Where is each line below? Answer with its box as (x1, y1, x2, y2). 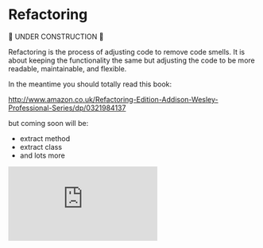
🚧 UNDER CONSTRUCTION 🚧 (8, 32, 104, 41)
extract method (19, 133, 71, 143)
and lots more (19, 151, 65, 160)
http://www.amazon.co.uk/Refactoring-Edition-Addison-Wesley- (8, 94, 219, 104)
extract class (19, 142, 62, 151)
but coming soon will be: (8, 118, 89, 128)
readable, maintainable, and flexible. (8, 63, 127, 73)
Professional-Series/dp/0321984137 (8, 103, 126, 113)
